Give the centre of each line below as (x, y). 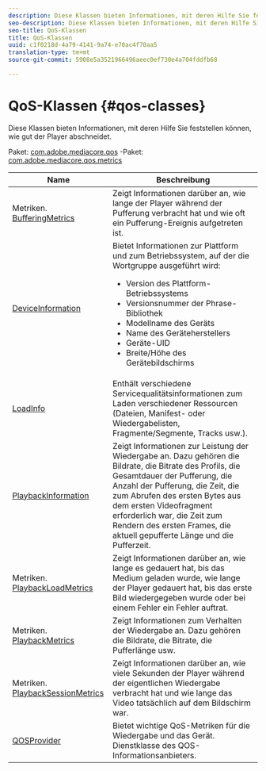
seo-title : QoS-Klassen (47, 30)
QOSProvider (37, 740)
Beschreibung (183, 179)
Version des (148, 283)
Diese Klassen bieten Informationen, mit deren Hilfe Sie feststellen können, (130, 128)
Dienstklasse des (144, 745)
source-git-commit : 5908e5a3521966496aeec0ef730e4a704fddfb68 (113, 60)
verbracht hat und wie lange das (172, 692)
